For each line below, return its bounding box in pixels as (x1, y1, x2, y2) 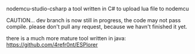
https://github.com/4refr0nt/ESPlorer (6, 41, 98, 48)
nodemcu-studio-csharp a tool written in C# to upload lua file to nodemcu (6, 5, 190, 12)
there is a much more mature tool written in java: (6, 35, 126, 41)
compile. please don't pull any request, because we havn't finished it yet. (6, 23, 188, 30)
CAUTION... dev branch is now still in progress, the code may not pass (6, 17, 181, 23)
